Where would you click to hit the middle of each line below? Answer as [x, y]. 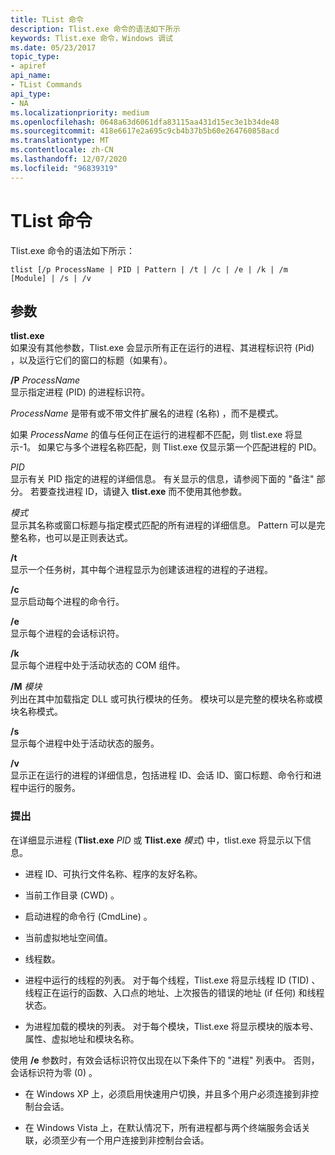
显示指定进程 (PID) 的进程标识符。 [80, 392]
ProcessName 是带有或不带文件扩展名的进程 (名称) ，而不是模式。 [147, 413]
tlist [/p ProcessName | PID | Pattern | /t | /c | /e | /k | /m [149, 269]
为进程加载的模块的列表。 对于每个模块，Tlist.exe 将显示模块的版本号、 [171, 1026]
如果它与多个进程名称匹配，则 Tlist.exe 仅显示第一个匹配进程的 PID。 [180, 447]
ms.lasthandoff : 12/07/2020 [69, 159]
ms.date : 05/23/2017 [53, 47]
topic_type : [35, 57]
